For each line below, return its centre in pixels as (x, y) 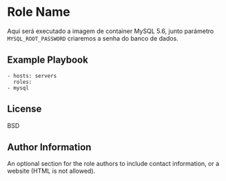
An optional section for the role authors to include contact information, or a (113, 164)
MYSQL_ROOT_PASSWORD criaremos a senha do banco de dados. (93, 38)
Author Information (49, 147)
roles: (23, 82)
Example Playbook (48, 60)
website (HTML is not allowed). (51, 171)
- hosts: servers (32, 76)
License (24, 109)
